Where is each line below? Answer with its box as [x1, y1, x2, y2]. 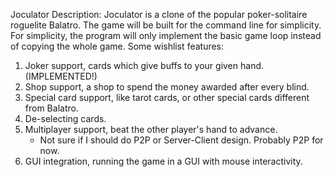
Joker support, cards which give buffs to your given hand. [24, 60, 265, 71]
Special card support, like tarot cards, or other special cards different [24, 92, 310, 103]
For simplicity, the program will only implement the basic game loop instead [10, 30, 322, 41]
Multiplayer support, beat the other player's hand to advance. [24, 124, 278, 135]
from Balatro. [24, 102, 79, 114]
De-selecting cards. [24, 113, 107, 124]
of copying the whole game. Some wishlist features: [10, 40, 225, 52]
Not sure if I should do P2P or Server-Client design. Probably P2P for [39, 134, 324, 146]
